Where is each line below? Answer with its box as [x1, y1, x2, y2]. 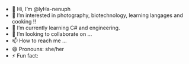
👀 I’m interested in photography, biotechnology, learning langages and [11, 12, 184, 19]
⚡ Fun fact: [11, 52, 39, 59]
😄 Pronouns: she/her [11, 46, 64, 52]
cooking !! [11, 18, 37, 25]
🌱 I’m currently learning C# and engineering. [11, 24, 120, 31]
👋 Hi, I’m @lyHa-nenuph [11, 6, 71, 12]
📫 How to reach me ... [11, 37, 67, 44]
